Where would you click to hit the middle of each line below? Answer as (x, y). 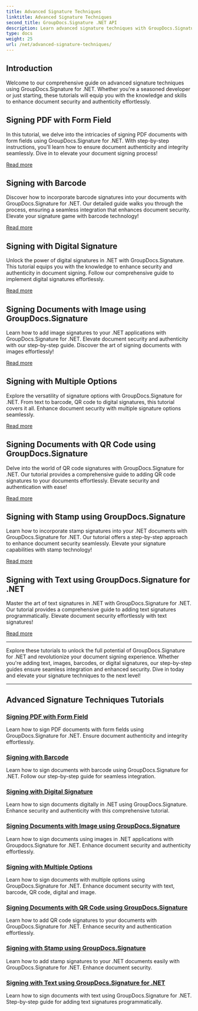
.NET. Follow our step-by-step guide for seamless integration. (81, 777)
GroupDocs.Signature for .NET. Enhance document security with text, (90, 886)
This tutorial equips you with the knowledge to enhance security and (89, 267)
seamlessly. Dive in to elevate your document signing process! (82, 153)
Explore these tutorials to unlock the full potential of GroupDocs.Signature (96, 651)
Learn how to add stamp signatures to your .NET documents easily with (93, 961)
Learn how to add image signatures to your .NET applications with (86, 332)
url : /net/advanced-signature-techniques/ (59, 45)
